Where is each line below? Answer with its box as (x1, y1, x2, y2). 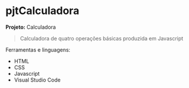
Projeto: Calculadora (5, 23, 57, 31)
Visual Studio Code (14, 76, 61, 83)
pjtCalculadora (5, 4, 79, 18)
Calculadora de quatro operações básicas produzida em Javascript (19, 35, 184, 42)
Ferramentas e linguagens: (5, 46, 71, 53)
